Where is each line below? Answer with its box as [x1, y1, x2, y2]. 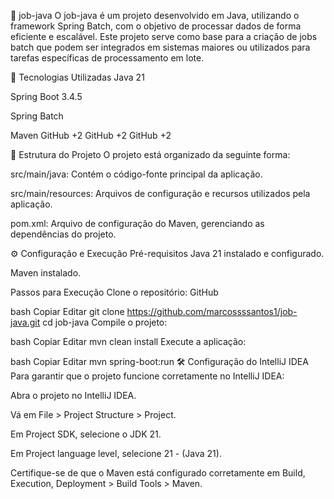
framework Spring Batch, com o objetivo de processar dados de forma [10, 20, 302, 32]
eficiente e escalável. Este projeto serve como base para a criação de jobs [10, 31, 318, 42]
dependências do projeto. [10, 228, 117, 240]
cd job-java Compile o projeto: [42, 316, 168, 328]
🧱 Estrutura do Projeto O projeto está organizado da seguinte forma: [10, 149, 291, 160]
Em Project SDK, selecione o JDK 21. [10, 428, 162, 440]
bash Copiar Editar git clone [10, 306, 125, 317]
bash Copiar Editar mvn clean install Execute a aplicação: [10, 336, 247, 347]
